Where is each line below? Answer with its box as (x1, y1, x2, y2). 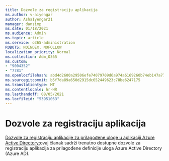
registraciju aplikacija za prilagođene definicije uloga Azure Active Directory (5, 145, 162, 151)
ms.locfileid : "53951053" (5, 96, 59, 101)
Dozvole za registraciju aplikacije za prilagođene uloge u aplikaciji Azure (5, 134, 155, 141)
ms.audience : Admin (5, 31, 46, 36)
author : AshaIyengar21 (5, 17, 53, 22)
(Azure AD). (5, 150, 30, 156)
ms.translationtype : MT (5, 82, 55, 87)
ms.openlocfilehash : (5, 73, 49, 78)
